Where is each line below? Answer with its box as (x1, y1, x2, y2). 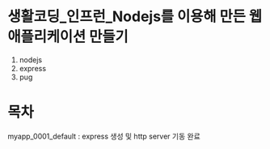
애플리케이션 (7, 28, 86, 46)
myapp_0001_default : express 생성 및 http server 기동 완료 (7, 131, 201, 141)
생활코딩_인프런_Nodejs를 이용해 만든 (7, 7, 246, 26)
